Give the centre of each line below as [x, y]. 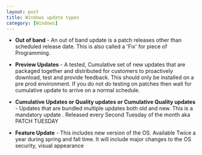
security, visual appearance [49, 146]
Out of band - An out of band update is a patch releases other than [98, 40]
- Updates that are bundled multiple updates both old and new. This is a [104, 109]
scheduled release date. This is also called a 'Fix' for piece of [91, 46]
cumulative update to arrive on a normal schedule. [77, 90]
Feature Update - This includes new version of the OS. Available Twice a [105, 133]
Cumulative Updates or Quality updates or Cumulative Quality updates [105, 102]
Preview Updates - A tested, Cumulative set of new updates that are [100, 65]
